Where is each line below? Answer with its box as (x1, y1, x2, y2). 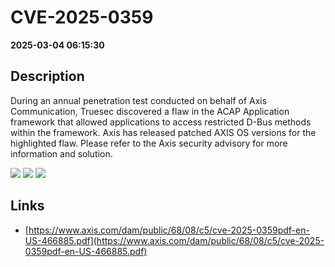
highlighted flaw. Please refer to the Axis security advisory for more (10, 137, 288, 149)
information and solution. (10, 147, 113, 160)
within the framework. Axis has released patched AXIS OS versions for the (10, 126, 317, 138)
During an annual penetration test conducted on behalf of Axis (10, 94, 268, 106)
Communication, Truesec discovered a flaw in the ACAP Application (10, 105, 290, 117)
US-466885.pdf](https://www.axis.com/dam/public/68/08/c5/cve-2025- (24, 234, 325, 246)
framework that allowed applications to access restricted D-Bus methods (10, 116, 312, 128)
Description (10, 68, 85, 85)
